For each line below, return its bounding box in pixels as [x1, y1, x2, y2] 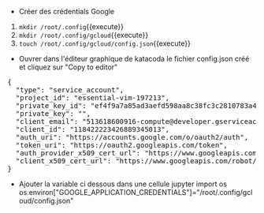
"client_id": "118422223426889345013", [15, 125, 170, 133]
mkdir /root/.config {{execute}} [18, 22, 124, 31]
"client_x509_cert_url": [15, 157, 112, 165]
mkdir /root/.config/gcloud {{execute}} [18, 31, 149, 39]
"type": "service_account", [15, 86, 125, 94]
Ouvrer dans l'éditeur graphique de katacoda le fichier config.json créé [18, 54, 250, 63]
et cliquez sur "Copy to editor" [18, 62, 118, 72]
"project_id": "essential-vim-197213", [15, 94, 170, 102]
